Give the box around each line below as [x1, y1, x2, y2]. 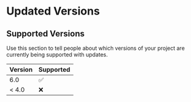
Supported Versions [6, 29, 84, 39]
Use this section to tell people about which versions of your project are [6, 44, 185, 52]
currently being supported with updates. [6, 51, 108, 58]
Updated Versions [6, 4, 100, 18]
